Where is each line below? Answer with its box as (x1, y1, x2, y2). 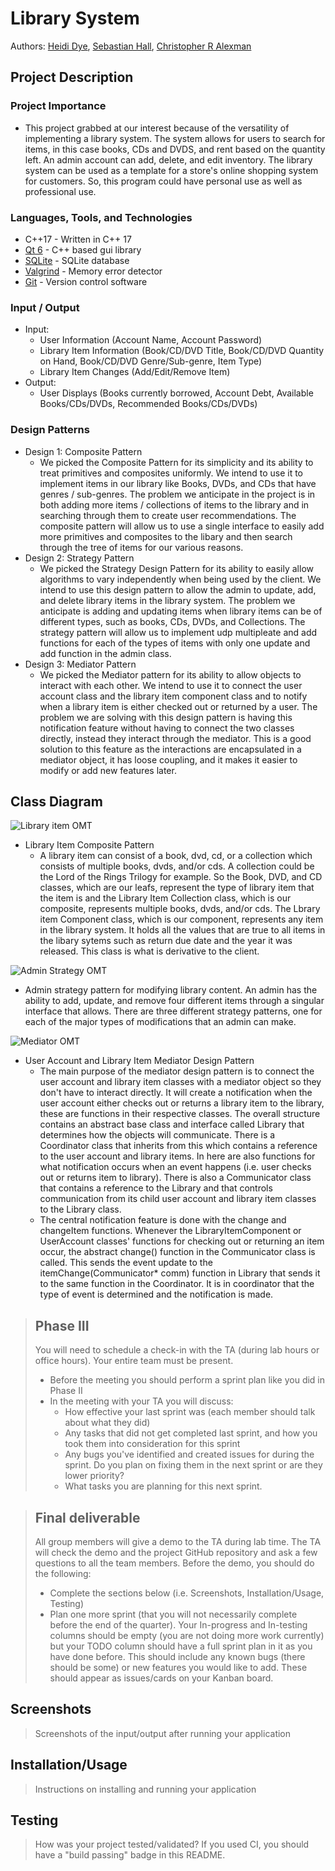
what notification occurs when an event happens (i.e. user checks (39, 1161, 312, 1173)
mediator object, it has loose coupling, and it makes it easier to (39, 753, 298, 766)
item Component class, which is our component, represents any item (39, 913, 324, 926)
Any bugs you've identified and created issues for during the (64, 1448, 315, 1461)
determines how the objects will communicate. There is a (39, 1129, 276, 1141)
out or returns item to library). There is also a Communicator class (39, 1172, 312, 1184)
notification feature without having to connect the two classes (39, 722, 295, 734)
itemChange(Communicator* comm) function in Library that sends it (39, 1267, 321, 1279)
